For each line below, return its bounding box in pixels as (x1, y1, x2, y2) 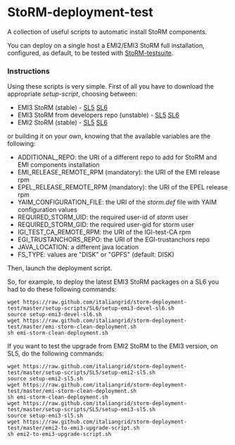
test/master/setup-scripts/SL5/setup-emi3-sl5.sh (7, 406, 156, 413)
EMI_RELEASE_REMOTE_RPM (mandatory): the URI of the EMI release (17, 168, 220, 177)
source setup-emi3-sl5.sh (7, 413, 83, 420)
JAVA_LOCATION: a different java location (17, 243, 139, 251)
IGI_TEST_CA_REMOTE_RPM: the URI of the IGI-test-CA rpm (17, 228, 191, 237)
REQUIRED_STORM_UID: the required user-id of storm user (17, 213, 189, 222)
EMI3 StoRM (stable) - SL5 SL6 (17, 104, 108, 112)
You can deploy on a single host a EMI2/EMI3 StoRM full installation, (7, 41, 205, 49)
